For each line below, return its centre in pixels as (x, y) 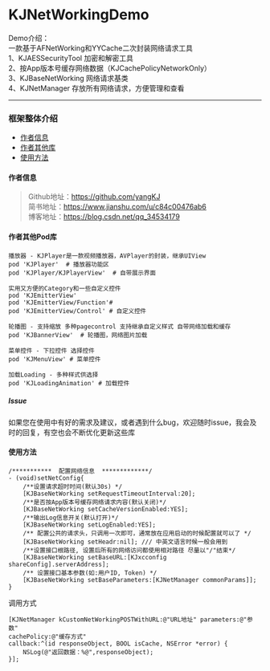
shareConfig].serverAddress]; (59, 564)
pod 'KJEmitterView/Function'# (61, 303)
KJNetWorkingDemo (79, 15)
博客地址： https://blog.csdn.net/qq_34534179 (104, 217)
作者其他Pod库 (33, 237)
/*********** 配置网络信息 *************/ (80, 471)
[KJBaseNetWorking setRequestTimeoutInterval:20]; (109, 494)
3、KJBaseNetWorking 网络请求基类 (68, 78)
